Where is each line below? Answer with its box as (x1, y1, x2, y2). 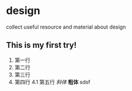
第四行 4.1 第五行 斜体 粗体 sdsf (14, 78, 91, 85)
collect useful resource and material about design (6, 23, 126, 30)
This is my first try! (6, 40, 77, 50)
